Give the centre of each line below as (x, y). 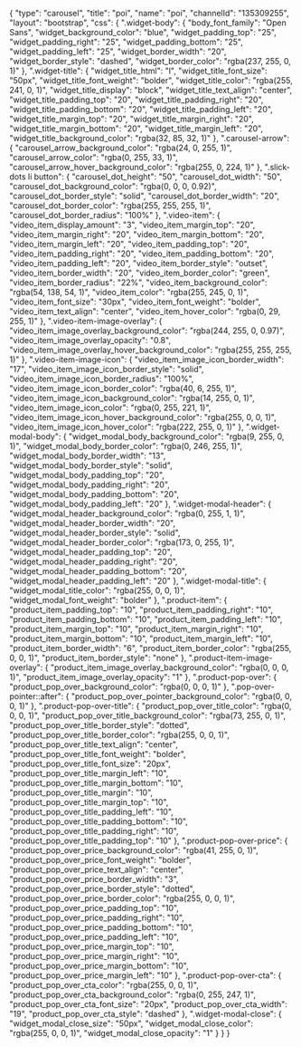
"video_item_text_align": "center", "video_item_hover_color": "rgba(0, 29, (145, 311)
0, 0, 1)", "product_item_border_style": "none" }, (98, 658)
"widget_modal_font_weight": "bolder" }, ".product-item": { (118, 600)
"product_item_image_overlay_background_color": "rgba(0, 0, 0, (169, 668)
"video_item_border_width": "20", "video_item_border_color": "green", (140, 273)
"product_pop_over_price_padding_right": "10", (97, 917)
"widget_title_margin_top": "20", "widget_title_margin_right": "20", (132, 119)
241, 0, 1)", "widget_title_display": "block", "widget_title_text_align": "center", (151, 90)
